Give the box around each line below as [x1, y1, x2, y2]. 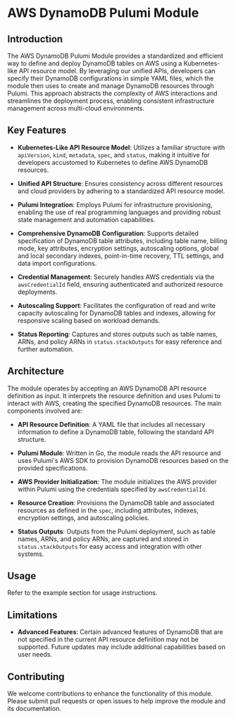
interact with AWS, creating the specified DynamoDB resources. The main [7, 399, 222, 407]
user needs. [17, 650, 53, 659]
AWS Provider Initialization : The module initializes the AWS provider [17, 477, 217, 485]
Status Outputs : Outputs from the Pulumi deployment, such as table [17, 527, 216, 536]
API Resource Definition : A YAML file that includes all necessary [17, 420, 206, 428]
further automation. [17, 345, 74, 353]
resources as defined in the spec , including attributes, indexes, [17, 506, 199, 514]
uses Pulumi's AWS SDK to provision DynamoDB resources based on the [17, 456, 229, 464]
